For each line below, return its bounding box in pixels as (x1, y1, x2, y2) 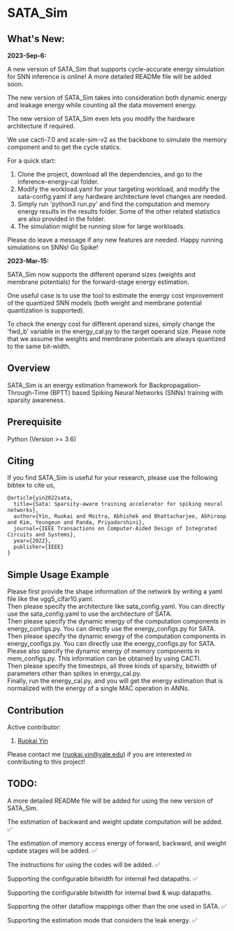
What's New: (7, 33, 65, 45)
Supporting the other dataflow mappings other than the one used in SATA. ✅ (7, 902, 227, 910)
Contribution (7, 704, 64, 716)
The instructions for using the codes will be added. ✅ (7, 860, 161, 869)
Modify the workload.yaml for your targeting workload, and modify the (17, 185, 220, 193)
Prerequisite (7, 416, 62, 428)
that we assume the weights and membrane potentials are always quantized (7, 335, 226, 343)
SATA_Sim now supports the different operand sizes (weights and (7, 270, 196, 278)
